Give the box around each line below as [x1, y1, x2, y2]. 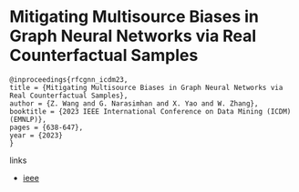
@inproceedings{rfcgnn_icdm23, [9, 75, 129, 84]
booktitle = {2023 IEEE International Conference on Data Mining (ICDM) [9, 106, 292, 116]
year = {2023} [9, 130, 64, 140]
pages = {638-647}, [9, 123, 84, 132]
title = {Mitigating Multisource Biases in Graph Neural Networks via [9, 83, 284, 92]
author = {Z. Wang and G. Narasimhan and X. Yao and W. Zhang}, [9, 98, 259, 108]
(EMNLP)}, [9, 115, 47, 124]
